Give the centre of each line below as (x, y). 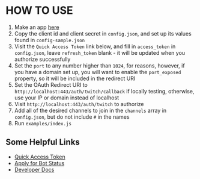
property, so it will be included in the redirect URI (75, 78)
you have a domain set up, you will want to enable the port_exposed (98, 72)
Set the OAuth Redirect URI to (51, 84)
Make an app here (37, 27)
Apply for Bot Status (39, 163)
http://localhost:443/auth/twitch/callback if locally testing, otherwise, (104, 91)
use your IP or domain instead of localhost (67, 98)
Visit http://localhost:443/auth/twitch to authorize (79, 104)
